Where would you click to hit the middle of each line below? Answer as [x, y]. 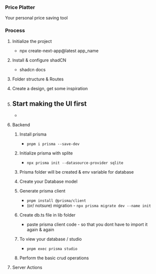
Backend [21, 125]
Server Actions [27, 268]
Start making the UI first [49, 104]
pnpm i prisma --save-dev [53, 144]
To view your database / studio [51, 239]
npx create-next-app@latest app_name [59, 51]
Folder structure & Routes [38, 79]
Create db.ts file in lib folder [47, 215]
